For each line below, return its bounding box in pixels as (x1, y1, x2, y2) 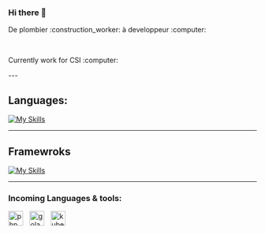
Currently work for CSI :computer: (8, 55, 118, 65)
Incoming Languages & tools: (8, 192, 122, 203)
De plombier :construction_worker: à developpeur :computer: (8, 25, 207, 35)
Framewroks (8, 145, 71, 158)
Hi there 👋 (8, 7, 47, 18)
